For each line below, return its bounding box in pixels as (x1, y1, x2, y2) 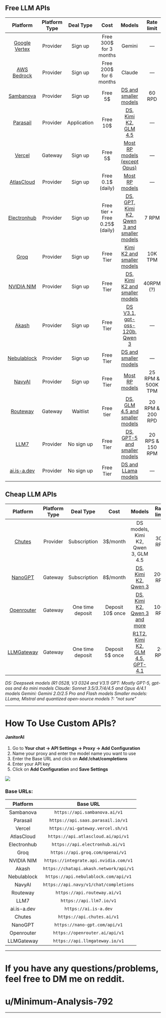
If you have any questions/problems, (5, 963, 159, 974)
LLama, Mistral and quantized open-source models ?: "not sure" (5, 695, 137, 701)
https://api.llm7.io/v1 (60, 898, 117, 904)
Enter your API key (12, 761, 50, 767)
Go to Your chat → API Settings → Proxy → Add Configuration (12, 745, 141, 751)
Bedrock (12, 72, 32, 79)
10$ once (103, 609, 126, 616)
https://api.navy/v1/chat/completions (42, 882, 134, 887)
